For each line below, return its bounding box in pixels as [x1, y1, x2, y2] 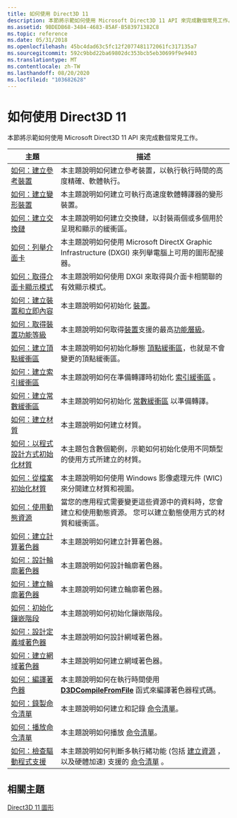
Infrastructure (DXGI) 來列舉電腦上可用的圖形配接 [61, 248, 224, 258]
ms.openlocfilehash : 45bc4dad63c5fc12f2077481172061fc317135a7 [7, 43, 197, 50]
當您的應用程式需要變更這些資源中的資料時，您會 [61, 497, 224, 507]
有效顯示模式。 [61, 282, 111, 292]
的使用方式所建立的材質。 [61, 455, 146, 464]
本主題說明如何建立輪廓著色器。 [61, 585, 167, 595]
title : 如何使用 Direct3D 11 [7, 10, 89, 18]
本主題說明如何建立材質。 [61, 420, 146, 430]
